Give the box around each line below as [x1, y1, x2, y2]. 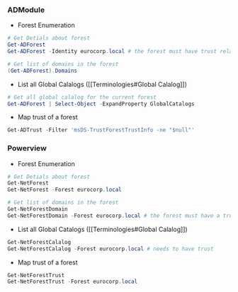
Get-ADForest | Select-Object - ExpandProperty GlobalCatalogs [7, 100, 195, 107]
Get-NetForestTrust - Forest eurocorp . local [7, 278, 138, 286]
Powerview [7, 144, 47, 153]
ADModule [7, 5, 45, 15]
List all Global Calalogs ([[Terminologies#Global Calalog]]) [17, 80, 188, 88]
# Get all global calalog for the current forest [7, 93, 157, 100]
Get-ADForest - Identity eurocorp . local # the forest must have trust [7, 48, 217, 55]
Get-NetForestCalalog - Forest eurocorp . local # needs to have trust [7, 245, 214, 252]
